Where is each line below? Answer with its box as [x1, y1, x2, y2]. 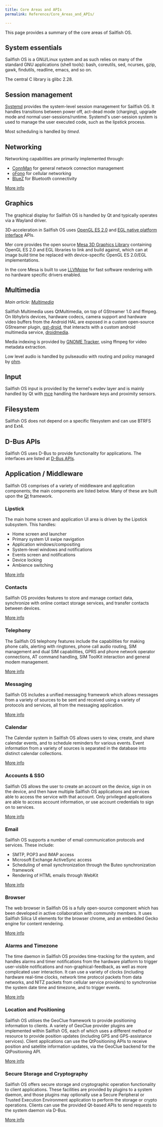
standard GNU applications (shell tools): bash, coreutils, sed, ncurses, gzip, [5, 62, 156, 67]
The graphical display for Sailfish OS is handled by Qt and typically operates [5, 212, 158, 218]
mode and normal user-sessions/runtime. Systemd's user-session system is [5, 114, 158, 120]
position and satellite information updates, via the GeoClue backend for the [5, 1043, 156, 1049]
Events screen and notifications [12, 552, 75, 558]
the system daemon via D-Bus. [5, 1107, 67, 1113]
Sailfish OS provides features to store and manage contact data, [5, 595, 134, 601]
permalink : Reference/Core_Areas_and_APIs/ [5, 12, 95, 17]
